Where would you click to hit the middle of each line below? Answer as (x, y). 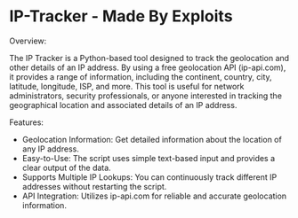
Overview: (28, 41)
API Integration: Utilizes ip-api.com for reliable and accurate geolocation (154, 196)
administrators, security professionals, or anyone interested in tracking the (146, 96)
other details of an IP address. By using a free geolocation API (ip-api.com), (148, 67)
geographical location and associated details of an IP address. (123, 105)
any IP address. (51, 149)
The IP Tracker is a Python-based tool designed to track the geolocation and (149, 58)
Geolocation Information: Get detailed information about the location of (152, 139)
